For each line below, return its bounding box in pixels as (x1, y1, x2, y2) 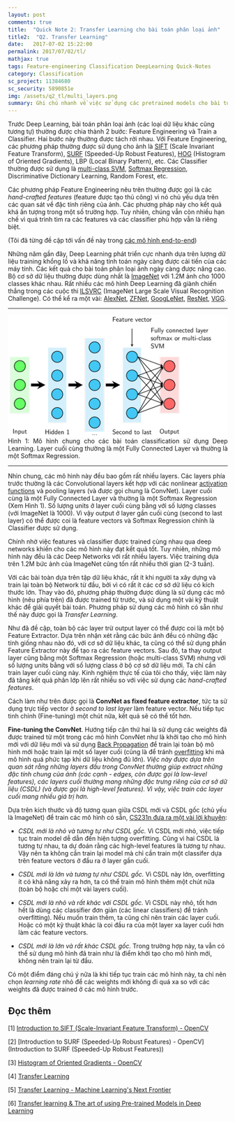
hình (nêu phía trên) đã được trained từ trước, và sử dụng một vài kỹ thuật (8, 595, 219, 604)
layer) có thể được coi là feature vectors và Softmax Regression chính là (8, 516, 215, 525)
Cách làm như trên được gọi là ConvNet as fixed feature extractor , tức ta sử (8, 697, 227, 705)
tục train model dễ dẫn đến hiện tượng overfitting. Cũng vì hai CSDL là (17, 834, 220, 842)
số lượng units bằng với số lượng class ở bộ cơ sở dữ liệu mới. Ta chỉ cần (8, 661, 216, 669)
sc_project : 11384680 (8, 78, 71, 85)
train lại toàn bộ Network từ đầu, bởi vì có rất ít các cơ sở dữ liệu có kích (8, 581, 215, 589)
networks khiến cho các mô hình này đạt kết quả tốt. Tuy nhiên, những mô (8, 544, 222, 553)
